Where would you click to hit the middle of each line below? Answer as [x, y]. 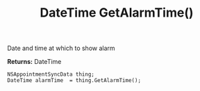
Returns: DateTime [34, 62]
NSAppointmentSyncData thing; [51, 74]
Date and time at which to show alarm [61, 48]
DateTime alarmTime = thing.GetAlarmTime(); [74, 81]
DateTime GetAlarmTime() [117, 13]
